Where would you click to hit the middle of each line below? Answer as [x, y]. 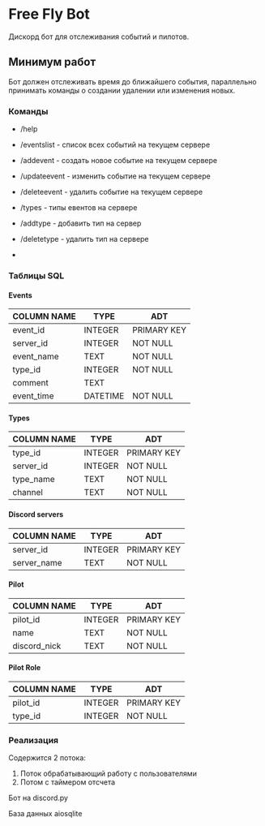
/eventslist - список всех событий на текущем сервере [115, 145]
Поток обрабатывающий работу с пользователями [108, 774]
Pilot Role [25, 668]
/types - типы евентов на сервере [79, 208]
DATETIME [104, 396]
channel [28, 493]
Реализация [34, 740]
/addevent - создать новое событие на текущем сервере [118, 161]
